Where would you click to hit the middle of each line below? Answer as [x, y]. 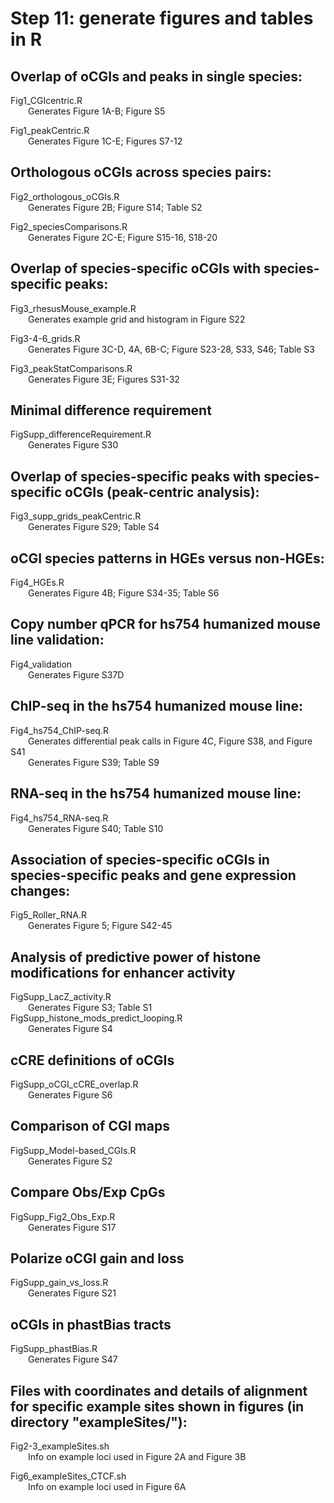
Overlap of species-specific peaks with [136, 476]
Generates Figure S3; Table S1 [90, 1008]
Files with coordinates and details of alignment [159, 1390]
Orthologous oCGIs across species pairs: [141, 172]
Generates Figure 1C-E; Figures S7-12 [105, 141]
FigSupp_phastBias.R [54, 1349]
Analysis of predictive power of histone [136, 957]
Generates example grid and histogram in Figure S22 [137, 319]
